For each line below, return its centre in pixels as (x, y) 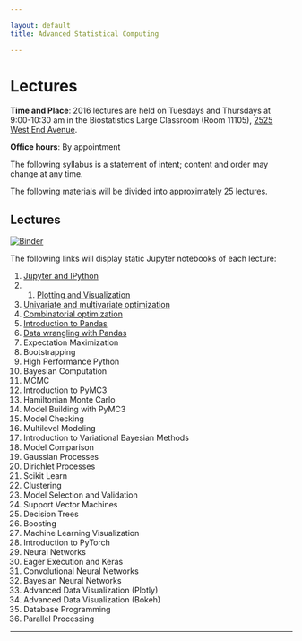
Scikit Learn (45, 476)
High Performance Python (71, 362)
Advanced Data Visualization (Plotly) (91, 590)
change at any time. (47, 174)
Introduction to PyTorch (67, 542)
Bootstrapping (49, 352)
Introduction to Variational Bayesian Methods (106, 438)
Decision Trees (51, 514)
